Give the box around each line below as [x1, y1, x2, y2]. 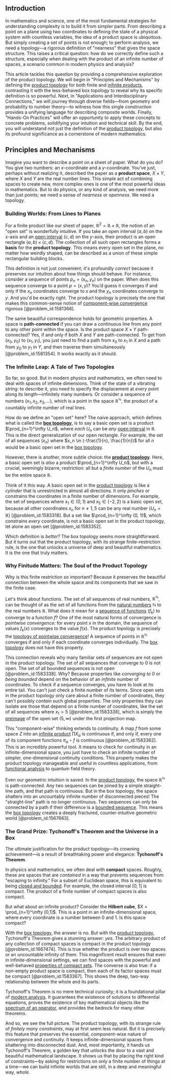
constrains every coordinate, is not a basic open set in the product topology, [5, 518, 165, 524]
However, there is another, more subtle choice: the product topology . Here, [5, 454, 164, 461]
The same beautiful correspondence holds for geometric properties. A [5, 315, 153, 321]
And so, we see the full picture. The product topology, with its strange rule [5, 1020, 161, 1026]
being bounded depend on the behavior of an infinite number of [5, 676, 139, 682]
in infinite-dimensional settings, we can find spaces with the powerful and [5, 957, 160, 963]
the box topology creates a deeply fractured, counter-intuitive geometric [5, 810, 157, 816]
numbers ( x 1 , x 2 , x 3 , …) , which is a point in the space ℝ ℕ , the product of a [5, 397, 158, 405]
